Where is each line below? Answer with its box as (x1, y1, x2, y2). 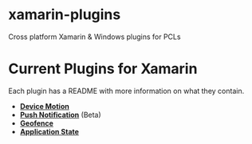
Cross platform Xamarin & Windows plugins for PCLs (8, 32, 181, 41)
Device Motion (19, 101, 69, 111)
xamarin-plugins (8, 6, 121, 24)
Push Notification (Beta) (19, 110, 101, 119)
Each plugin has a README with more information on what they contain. (8, 86, 245, 95)
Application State (19, 126, 80, 136)
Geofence (19, 118, 54, 128)
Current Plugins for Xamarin (8, 60, 198, 78)
